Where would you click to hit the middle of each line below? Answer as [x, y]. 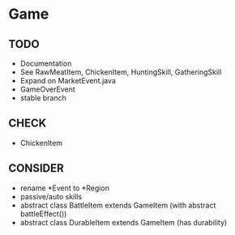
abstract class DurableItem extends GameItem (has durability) [124, 222]
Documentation [46, 63]
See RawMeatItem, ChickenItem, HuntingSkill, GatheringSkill [121, 72]
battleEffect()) [43, 214]
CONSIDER [36, 168]
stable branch [43, 98]
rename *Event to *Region [64, 188]
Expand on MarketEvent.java [68, 81]
